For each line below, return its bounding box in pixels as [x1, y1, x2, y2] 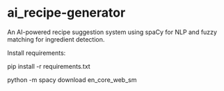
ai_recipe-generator [7, 5, 126, 21]
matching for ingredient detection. [7, 35, 105, 43]
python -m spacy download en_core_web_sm [7, 75, 137, 84]
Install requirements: [7, 49, 66, 57]
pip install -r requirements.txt [7, 62, 90, 70]
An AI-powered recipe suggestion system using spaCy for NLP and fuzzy [7, 28, 218, 36]
